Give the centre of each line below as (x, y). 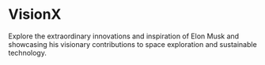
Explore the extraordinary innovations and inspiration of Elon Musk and (124, 36)
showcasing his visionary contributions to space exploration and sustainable (132, 44)
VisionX (35, 14)
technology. (28, 52)
